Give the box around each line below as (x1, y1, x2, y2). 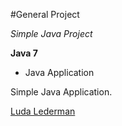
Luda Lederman (10, 105, 76, 117)
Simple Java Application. (10, 86, 113, 98)
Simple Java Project (10, 28, 93, 39)
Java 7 (10, 47, 38, 59)
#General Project (10, 9, 80, 20)
